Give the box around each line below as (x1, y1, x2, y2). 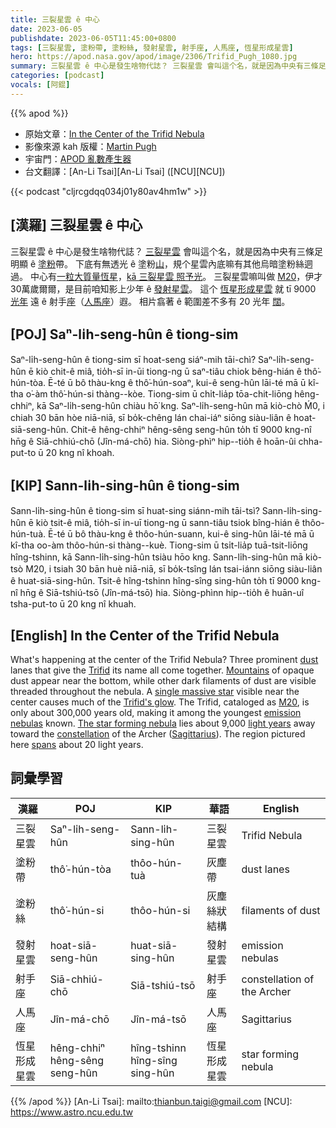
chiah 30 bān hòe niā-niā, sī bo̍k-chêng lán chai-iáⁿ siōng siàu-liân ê (10, 412, 292, 424)
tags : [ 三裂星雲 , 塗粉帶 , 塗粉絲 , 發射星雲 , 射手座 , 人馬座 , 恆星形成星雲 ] (10, 42, 294, 53)
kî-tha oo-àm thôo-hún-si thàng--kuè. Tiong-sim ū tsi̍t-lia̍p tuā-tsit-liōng (10, 539, 308, 551)
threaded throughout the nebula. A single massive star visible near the (10, 686, 300, 697)
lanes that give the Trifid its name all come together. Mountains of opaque (10, 664, 315, 676)
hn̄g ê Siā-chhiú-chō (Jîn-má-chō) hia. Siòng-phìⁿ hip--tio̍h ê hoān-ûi (10, 436, 297, 448)
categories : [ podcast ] (10, 71, 105, 81)
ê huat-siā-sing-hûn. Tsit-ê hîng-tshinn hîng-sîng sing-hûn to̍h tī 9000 (10, 575, 300, 587)
